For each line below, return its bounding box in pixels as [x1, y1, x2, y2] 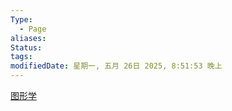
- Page [19, 24, 47, 34]
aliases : [10, 33, 47, 43]
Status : [10, 42, 43, 53]
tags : [10, 52, 33, 62]
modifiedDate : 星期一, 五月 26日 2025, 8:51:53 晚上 [10, 61, 223, 71]
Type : [10, 14, 33, 25]
